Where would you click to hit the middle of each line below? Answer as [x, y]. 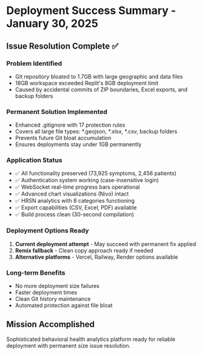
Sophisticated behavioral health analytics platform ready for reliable [91, 339]
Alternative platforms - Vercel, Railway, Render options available [96, 257]
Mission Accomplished [51, 324]
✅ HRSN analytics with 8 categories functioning [75, 201]
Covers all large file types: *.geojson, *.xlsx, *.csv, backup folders [96, 132]
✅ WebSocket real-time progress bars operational [78, 187]
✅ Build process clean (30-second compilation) [75, 214]
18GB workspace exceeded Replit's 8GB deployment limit [87, 83]
